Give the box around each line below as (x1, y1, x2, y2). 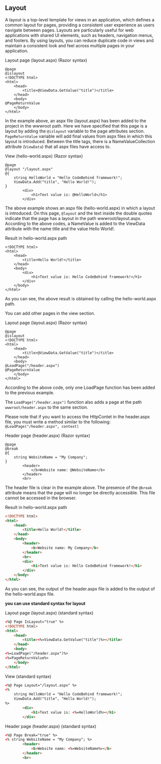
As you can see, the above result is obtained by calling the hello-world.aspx (5, 295, 157, 301)
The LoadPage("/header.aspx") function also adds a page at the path (5, 399, 142, 405)
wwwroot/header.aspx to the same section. (5, 404, 88, 410)
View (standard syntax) (5, 673, 52, 679)
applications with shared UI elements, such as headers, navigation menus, (5, 32, 154, 38)
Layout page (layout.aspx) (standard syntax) (5, 610, 94, 616)
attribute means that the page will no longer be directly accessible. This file (5, 490, 155, 495)
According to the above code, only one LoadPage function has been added (5, 384, 155, 390)
